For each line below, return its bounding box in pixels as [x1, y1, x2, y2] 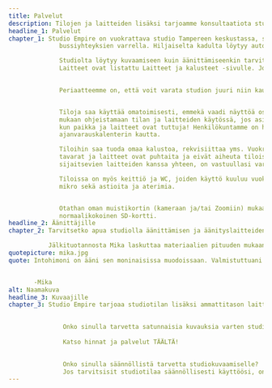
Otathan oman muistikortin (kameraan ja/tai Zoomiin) [59, 204, 244, 212]
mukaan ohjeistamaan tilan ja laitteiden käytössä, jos [59, 115, 252, 124]
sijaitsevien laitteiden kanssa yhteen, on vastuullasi [59, 160, 252, 168]
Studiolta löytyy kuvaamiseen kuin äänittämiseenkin [59, 57, 241, 65]
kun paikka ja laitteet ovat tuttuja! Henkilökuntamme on [59, 123, 259, 131]
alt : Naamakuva [8, 285, 60, 294]
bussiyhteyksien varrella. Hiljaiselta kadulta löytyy [59, 42, 249, 50]
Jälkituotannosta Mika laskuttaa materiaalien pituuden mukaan [48, 241, 266, 249]
